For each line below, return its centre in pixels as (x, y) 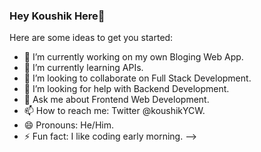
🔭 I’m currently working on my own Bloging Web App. (133, 57)
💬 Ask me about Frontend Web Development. (116, 100)
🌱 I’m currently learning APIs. (83, 68)
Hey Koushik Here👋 (57, 16)
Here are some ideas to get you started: (91, 38)
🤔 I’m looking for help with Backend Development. (126, 89)
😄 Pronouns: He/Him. (68, 125)
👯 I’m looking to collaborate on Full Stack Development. (137, 78)
